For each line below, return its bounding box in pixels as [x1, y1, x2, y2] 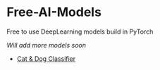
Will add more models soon [6, 41, 86, 49]
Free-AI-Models [6, 4, 101, 20]
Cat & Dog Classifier [16, 54, 76, 63]
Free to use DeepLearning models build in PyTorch [6, 27, 154, 36]
